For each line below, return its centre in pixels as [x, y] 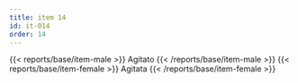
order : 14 [28, 34]
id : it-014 [30, 26]
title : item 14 [38, 17]
